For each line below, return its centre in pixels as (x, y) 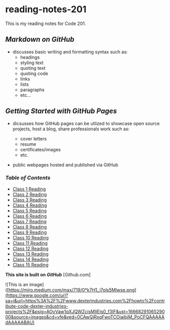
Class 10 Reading (31, 237)
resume (28, 144)
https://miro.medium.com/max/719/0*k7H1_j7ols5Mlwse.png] (72, 290)
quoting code (34, 73)
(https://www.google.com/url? (37, 295)
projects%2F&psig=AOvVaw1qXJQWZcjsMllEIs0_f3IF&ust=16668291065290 (85, 311)
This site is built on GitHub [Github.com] (48, 274)
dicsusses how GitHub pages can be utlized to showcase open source (86, 123)
